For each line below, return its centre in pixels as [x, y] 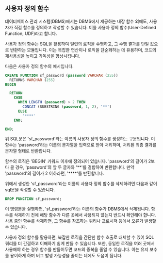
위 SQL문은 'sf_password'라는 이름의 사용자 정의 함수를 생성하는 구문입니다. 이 [80, 139]
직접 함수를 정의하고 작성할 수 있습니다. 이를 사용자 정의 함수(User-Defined [85, 27]
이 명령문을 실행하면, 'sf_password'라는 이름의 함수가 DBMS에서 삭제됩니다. [78, 209]
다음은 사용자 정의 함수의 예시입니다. [39, 66]
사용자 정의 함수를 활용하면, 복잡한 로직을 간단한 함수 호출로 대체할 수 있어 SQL [80, 237]
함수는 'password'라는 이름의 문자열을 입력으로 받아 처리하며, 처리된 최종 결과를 [81, 145]
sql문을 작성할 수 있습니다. [30, 190]
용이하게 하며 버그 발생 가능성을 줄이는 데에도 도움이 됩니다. [66, 256]
